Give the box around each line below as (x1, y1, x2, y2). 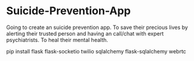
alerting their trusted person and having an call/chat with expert (6, 30, 164, 37)
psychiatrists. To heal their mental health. (6, 36, 108, 43)
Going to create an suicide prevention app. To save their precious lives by (6, 24, 188, 31)
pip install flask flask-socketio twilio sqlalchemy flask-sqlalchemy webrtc (6, 47, 186, 54)
